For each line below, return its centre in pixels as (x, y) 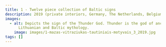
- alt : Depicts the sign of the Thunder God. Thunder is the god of (82, 23)
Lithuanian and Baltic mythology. (54, 28)
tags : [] (14, 37)
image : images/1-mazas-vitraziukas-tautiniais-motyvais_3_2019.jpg (85, 32)
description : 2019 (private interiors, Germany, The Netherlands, (75, 14)
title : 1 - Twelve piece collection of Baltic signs (61, 10)
